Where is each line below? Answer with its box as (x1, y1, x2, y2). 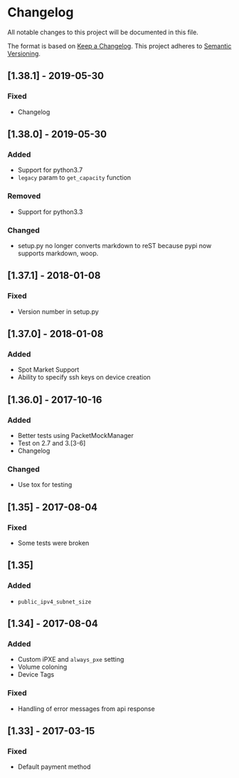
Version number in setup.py (17, 307, 100, 316)
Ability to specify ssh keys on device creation (17, 373, 151, 382)
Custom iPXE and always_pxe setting (17, 655, 124, 664)
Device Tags (17, 670, 55, 679)
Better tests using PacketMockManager (17, 431, 134, 439)
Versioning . (7, 49, 41, 58)
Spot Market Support (17, 365, 80, 374)
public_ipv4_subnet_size (17, 598, 92, 605)
